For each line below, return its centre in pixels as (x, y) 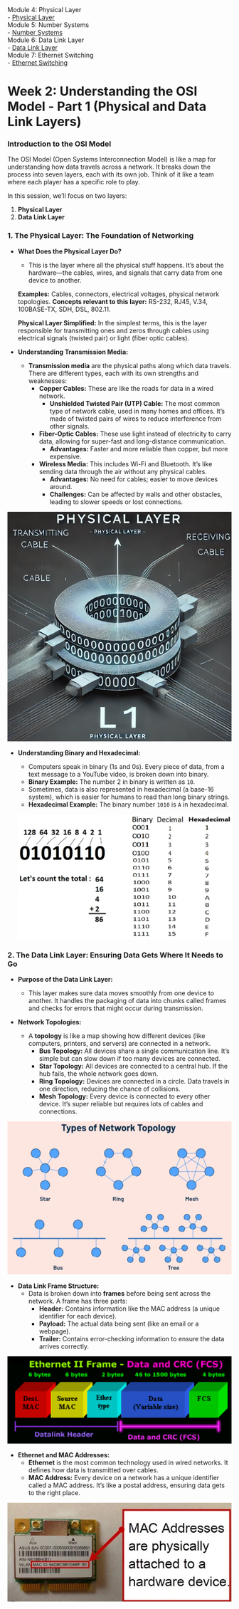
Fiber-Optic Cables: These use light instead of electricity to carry (135, 434)
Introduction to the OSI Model (59, 144)
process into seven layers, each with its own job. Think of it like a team (111, 174)
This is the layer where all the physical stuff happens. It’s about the (126, 265)
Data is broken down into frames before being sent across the (119, 1294)
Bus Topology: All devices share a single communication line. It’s (134, 1051)
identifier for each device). (78, 1316)
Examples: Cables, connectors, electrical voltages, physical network (118, 294)
